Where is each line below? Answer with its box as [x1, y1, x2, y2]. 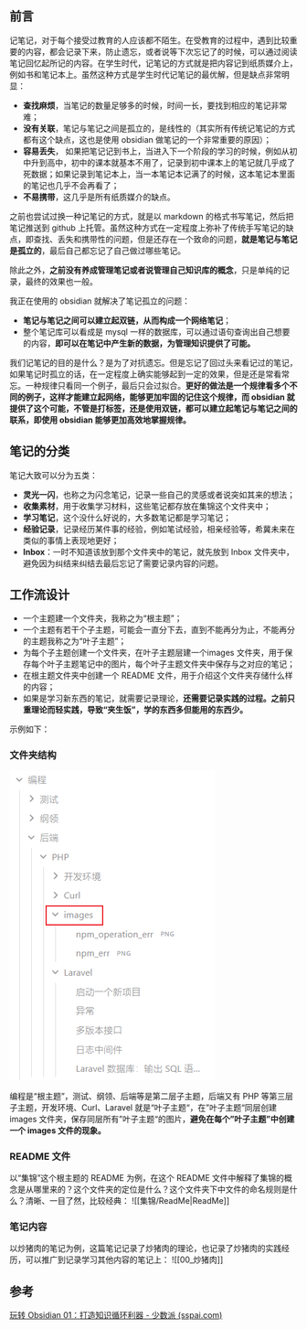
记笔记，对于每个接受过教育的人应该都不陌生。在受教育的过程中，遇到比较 [9, 35, 290, 46]
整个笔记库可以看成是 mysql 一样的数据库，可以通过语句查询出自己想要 [22, 326, 291, 337]
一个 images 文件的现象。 [9, 1124, 107, 1136]
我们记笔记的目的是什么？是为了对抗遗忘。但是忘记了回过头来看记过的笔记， [9, 357, 298, 368]
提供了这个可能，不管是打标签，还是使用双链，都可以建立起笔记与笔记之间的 [9, 402, 298, 413]
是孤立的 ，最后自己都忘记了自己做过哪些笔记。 [9, 245, 185, 256]
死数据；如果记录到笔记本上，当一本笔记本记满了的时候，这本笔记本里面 [22, 168, 295, 179]
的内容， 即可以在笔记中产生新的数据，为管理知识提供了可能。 [22, 338, 256, 348]
